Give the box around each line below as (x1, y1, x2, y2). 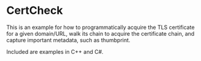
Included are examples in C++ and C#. (6, 48, 104, 55)
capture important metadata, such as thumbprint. (6, 36, 131, 43)
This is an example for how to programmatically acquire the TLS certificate (6, 24, 195, 31)
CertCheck (6, 4, 63, 18)
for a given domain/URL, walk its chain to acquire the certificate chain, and (6, 30, 195, 37)
